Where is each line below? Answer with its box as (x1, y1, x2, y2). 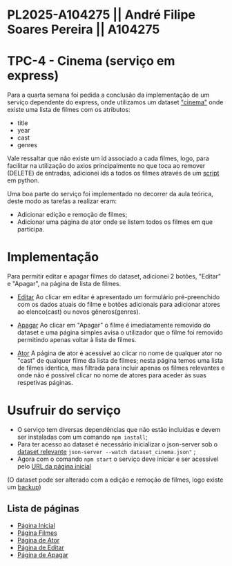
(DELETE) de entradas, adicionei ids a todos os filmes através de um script (7, 169, 220, 178)
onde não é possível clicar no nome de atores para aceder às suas (17, 371, 207, 379)
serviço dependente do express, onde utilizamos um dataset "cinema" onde (7, 98, 224, 106)
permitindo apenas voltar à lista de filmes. (17, 336, 137, 344)
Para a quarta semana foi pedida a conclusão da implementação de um (7, 91, 210, 100)
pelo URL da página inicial (17, 462, 92, 470)
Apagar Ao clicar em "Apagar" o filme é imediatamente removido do (17, 321, 211, 330)
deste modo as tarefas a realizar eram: (7, 197, 117, 205)
